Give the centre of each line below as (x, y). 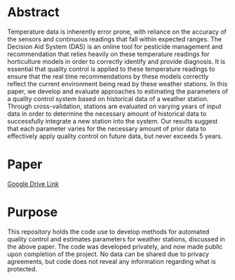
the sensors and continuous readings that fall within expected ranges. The (115, 39)
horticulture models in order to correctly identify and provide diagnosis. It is (116, 61)
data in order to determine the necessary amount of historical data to (107, 114)
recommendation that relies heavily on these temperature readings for (108, 54)
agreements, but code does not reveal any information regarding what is (112, 261)
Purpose (33, 212)
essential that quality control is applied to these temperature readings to (111, 69)
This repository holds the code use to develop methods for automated (108, 232)
